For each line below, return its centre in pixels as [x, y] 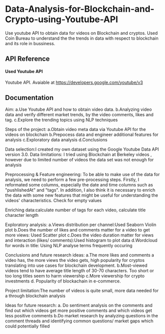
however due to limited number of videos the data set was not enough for [79, 160]
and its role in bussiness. [30, 43]
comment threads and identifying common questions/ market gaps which [79, 321]
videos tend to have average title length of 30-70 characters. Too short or [80, 271]
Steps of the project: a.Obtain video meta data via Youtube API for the [76, 129]
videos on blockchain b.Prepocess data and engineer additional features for [82, 135]
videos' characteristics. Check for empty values [54, 201]
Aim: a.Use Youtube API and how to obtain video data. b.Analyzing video [79, 109]
